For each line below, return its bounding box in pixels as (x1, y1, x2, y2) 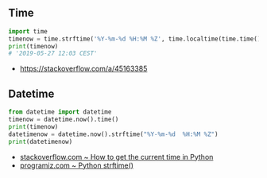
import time (8, 27, 48, 35)
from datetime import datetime (8, 108, 112, 116)
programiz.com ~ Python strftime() (19, 161, 133, 170)
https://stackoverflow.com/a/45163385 (19, 64, 148, 74)
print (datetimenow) (8, 137, 73, 145)
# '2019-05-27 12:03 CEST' (8, 49, 98, 58)
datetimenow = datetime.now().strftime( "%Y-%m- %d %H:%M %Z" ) (8, 130, 219, 138)
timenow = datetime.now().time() (8, 115, 119, 123)
